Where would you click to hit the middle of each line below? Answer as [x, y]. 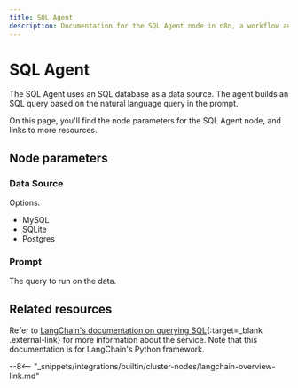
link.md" [24, 376]
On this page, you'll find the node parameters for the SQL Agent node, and [145, 121]
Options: [25, 203]
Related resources [61, 309]
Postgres [39, 239]
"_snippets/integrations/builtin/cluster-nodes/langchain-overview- [155, 367]
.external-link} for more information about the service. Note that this [133, 340]
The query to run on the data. [63, 281]
